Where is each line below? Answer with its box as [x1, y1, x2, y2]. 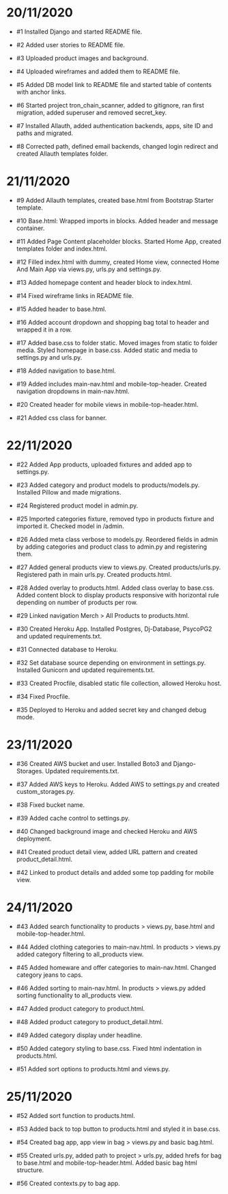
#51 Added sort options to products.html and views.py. [16, 1065, 171, 1073]
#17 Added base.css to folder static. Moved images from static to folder [16, 338, 218, 347]
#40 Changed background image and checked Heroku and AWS [16, 827, 197, 835]
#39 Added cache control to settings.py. [16, 814, 130, 822]
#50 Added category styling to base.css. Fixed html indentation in [16, 1044, 202, 1052]
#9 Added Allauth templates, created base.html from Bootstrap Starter [16, 196, 214, 204]
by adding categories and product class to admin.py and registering [16, 543, 208, 551]
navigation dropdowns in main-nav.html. [16, 387, 130, 395]
